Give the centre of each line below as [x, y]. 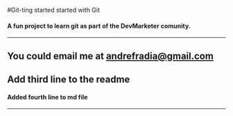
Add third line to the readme [69, 79]
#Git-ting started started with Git [54, 10]
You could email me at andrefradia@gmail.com [110, 56]
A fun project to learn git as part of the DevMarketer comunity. [99, 26]
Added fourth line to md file [48, 97]
